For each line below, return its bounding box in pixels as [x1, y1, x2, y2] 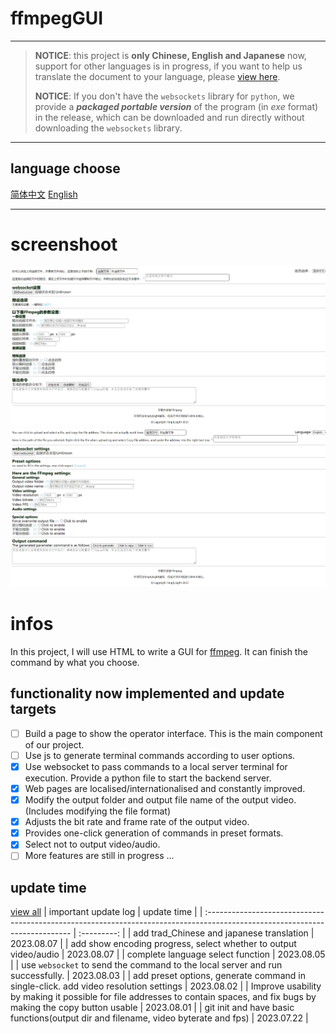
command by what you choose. [10, 657, 140, 669]
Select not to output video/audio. [24, 838, 161, 851]
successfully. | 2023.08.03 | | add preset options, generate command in [10, 970, 306, 982]
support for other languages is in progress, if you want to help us [34, 60, 303, 72]
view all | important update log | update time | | [10, 906, 203, 918]
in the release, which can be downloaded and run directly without [34, 111, 305, 123]
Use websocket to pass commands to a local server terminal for [24, 760, 288, 772]
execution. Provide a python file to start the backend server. [24, 772, 272, 784]
